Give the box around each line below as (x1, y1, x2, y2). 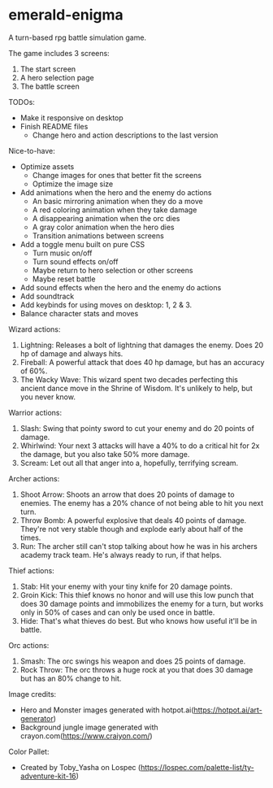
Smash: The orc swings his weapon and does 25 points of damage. (19, 656, 246, 666)
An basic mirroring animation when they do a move (32, 196, 203, 206)
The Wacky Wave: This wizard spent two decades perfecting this (19, 374, 238, 384)
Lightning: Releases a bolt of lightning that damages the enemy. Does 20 (19, 340, 264, 350)
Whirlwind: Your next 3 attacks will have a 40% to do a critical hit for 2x (19, 441, 260, 451)
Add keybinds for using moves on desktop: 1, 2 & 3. (19, 299, 193, 310)
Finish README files (19, 121, 89, 131)
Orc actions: (8, 640, 50, 650)
